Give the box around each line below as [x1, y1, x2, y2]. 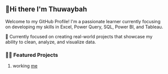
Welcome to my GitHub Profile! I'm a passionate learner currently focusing [5, 18, 161, 24]
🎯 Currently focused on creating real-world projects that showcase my [5, 33, 153, 39]
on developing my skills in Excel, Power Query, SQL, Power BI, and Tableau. [5, 24, 163, 30]
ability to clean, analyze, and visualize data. [5, 39, 96, 45]
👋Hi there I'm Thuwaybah [5, 5, 87, 14]
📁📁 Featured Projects [5, 51, 58, 58]
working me [12, 63, 38, 69]
